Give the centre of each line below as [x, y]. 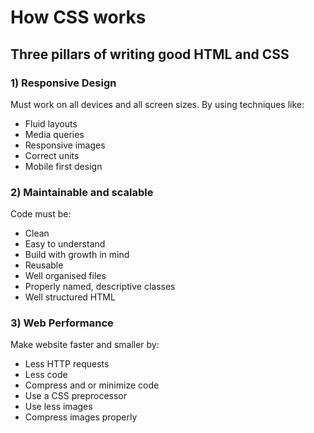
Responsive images [65, 145]
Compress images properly [81, 417]
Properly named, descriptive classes [100, 287]
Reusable [44, 265]
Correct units [52, 155]
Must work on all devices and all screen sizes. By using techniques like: [157, 104]
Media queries [54, 134]
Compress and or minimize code [92, 385]
